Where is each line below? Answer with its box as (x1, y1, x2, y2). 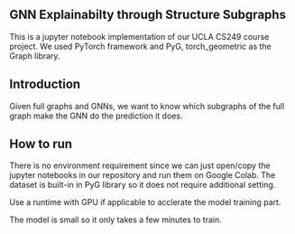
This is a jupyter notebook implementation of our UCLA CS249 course (9, 31, 270, 42)
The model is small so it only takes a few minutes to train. (9, 214, 223, 225)
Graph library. (9, 50, 60, 61)
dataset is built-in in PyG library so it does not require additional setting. (9, 180, 276, 191)
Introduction (9, 77, 81, 92)
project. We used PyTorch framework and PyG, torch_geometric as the (9, 41, 272, 51)
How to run (9, 136, 73, 152)
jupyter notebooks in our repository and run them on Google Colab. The (9, 170, 276, 181)
